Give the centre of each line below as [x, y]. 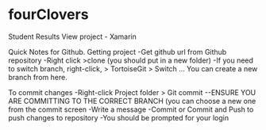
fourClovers [48, 15]
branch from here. [38, 77]
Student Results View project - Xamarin [72, 36]
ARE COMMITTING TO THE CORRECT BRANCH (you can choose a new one [132, 101]
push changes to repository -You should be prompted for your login [118, 117]
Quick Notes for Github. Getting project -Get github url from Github [118, 52]
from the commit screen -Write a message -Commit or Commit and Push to [131, 109]
